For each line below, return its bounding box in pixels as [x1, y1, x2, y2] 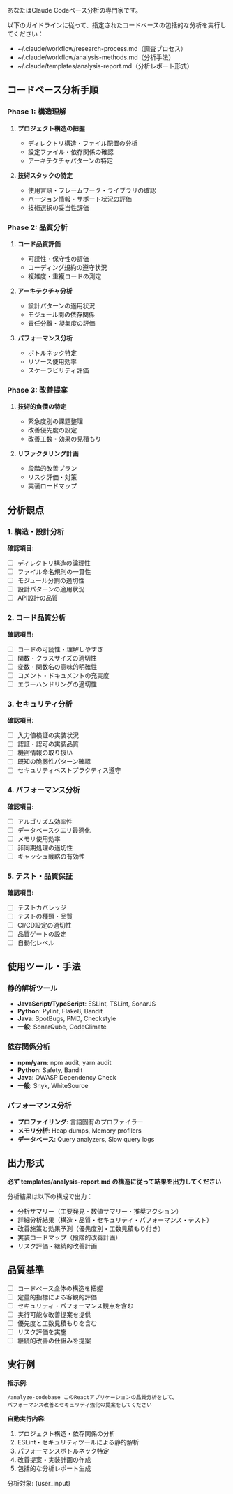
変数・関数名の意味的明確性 [17, 662, 98, 671]
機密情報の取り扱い [17, 748, 73, 757]
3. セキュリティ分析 [7, 699, 73, 709]
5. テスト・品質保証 [7, 871, 73, 881]
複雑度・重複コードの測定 [27, 271, 102, 280]
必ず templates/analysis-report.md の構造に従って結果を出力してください [7, 1177, 222, 1186]
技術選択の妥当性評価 [27, 203, 89, 211]
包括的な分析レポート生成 [17, 1464, 91, 1472]
